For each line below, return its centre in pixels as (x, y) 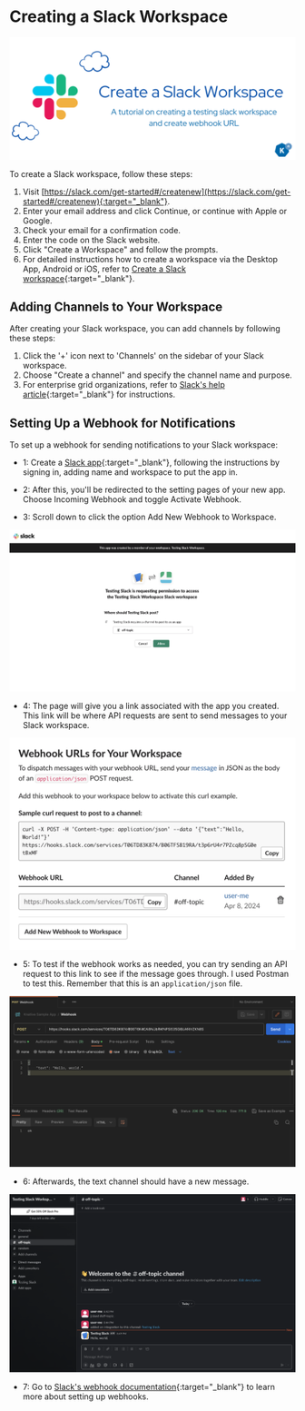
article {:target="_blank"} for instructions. (99, 395)
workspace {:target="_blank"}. (79, 278)
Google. (37, 221)
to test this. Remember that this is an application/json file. (133, 983)
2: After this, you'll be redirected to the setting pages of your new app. (154, 490)
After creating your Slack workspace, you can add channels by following (145, 329)
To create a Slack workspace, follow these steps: (101, 173)
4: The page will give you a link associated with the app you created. (151, 705)
